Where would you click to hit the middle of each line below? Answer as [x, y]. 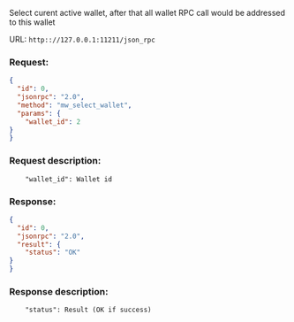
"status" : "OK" [53, 253]
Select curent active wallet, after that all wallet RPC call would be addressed [147, 13]
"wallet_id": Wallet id [69, 179]
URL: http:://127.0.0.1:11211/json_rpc [83, 39]
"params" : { [39, 113]
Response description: [59, 291]
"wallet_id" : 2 [53, 122]
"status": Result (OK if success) [88, 310]
